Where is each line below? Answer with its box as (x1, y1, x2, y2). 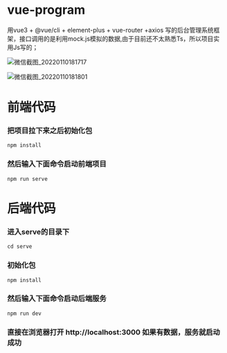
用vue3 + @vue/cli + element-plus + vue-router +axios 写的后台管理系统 (7, 26, 214, 34)
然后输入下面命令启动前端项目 (7, 159, 107, 169)
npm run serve (7, 175, 48, 182)
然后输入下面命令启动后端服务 (7, 293, 107, 303)
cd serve (7, 243, 33, 251)
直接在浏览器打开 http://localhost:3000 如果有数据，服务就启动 (7, 327, 220, 337)
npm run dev (7, 310, 42, 317)
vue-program (7, 2, 86, 18)
